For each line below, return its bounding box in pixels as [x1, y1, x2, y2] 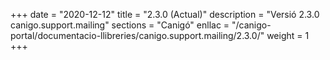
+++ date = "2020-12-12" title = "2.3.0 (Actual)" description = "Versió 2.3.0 [10, 9, 320, 20]
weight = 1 [266, 30, 310, 41]
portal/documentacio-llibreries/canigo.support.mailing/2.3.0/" [10, 30, 265, 41]
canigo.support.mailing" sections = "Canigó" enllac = [10, 19, 230, 31]
